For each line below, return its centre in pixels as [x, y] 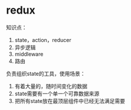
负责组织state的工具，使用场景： [46, 73]
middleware [29, 54]
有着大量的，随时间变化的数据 [51, 86]
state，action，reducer [43, 40]
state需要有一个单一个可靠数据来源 [57, 93]
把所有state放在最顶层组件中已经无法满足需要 [70, 101]
